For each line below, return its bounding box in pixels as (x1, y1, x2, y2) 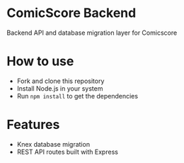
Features (6, 117, 60, 133)
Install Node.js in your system (16, 84, 103, 93)
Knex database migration (16, 140, 90, 148)
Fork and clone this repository (16, 77, 105, 85)
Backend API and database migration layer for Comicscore (6, 28, 178, 37)
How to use (6, 53, 74, 69)
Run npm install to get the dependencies (16, 91, 139, 100)
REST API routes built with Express (16, 147, 118, 156)
